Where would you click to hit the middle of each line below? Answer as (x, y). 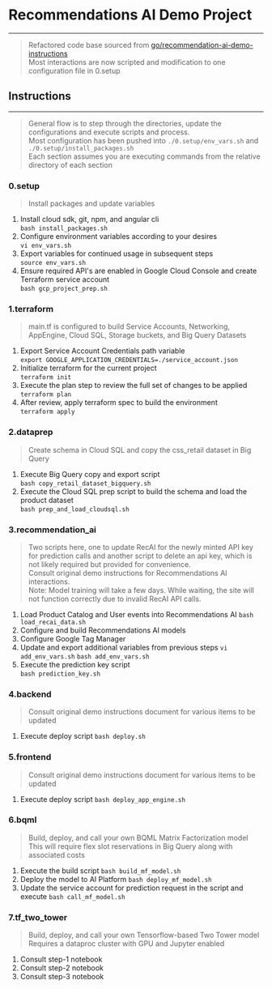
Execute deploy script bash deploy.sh (83, 736)
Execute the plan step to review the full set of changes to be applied (134, 386)
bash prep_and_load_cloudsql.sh (74, 509)
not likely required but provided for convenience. (110, 564)
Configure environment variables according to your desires (118, 237)
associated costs (56, 855)
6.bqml (23, 820)
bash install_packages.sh (64, 228)
